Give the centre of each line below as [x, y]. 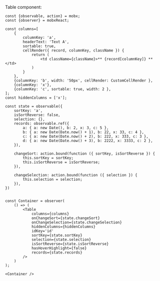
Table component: [23, 7]
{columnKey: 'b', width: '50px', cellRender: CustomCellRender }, [83, 81]
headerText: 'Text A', [46, 42]
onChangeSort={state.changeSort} [65, 218]
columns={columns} [50, 214]
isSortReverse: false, [37, 115]
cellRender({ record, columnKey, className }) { [74, 51]
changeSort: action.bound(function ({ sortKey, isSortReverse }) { [84, 154]
